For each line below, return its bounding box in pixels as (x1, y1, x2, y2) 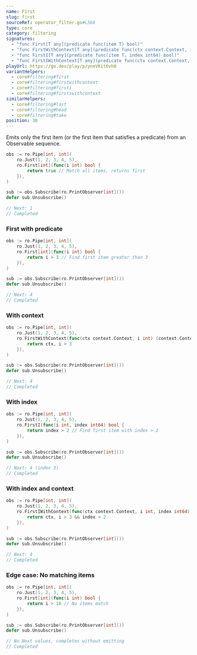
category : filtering (6, 31, 57, 36)
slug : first (6, 14, 35, 20)
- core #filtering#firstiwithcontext (11, 90, 101, 96)
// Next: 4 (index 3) (6, 465, 59, 471)
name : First (6, 8, 35, 15)
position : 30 (6, 118, 38, 124)
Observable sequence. (6, 140, 62, 147)
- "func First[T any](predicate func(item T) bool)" (11, 42, 143, 48)
